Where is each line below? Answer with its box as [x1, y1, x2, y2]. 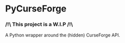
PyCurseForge [5, 3, 67, 14]
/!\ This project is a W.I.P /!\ [5, 21, 73, 28]
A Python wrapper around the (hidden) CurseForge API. [5, 32, 120, 38]
